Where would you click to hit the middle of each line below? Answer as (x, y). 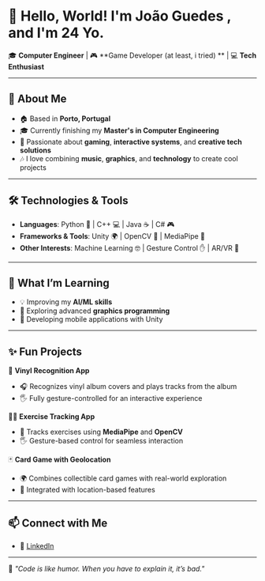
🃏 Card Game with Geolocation (60, 460)
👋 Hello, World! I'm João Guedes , (119, 16)
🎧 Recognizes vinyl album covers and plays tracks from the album (128, 387)
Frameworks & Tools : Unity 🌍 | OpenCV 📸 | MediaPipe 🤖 (112, 236)
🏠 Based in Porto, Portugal (65, 119)
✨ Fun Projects (45, 351)
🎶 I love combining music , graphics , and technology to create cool (129, 158)
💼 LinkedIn (37, 546)
